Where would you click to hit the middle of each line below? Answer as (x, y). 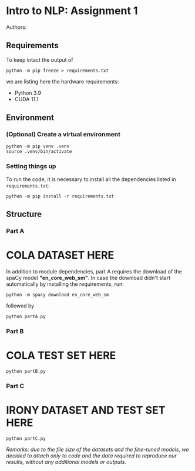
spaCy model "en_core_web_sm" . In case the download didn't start (88, 278)
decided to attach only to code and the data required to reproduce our (92, 455)
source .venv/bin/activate (39, 152)
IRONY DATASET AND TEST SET (86, 410)
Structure (24, 214)
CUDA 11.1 (26, 99)
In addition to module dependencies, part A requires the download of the (94, 271)
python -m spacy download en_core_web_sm (58, 295)
